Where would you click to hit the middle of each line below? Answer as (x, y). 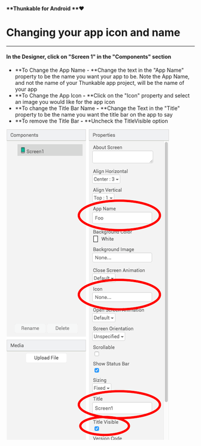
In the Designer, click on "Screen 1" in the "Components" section (89, 57)
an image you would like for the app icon (65, 102)
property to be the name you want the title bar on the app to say (94, 114)
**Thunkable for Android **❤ (45, 8)
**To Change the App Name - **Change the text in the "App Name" (99, 70)
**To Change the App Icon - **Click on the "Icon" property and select (102, 95)
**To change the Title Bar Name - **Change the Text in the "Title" (98, 108)
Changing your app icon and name (93, 32)
